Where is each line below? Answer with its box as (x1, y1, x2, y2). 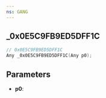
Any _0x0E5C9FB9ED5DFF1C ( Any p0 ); (6, 52, 93, 59)
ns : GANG (6, 8, 28, 15)
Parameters (6, 69, 51, 79)
